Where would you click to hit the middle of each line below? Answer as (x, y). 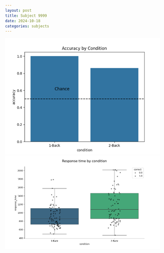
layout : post (18, 10)
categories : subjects (27, 26)
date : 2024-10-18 (23, 21)
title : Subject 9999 (26, 16)
